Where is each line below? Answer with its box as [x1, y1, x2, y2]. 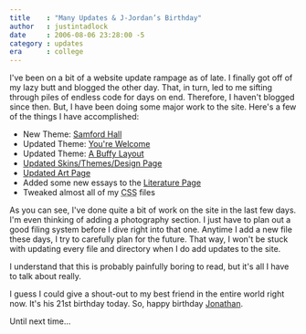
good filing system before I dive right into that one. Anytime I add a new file [9, 224, 292, 235]
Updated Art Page [22, 168, 91, 179]
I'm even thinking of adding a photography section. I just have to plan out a [9, 214, 291, 225]
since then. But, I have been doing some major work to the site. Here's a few [9, 101, 297, 112]
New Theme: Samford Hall [22, 129, 122, 140]
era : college [9, 47, 84, 57]
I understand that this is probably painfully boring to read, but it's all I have [9, 261, 290, 272]
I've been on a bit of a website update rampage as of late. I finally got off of [9, 72, 293, 83]
